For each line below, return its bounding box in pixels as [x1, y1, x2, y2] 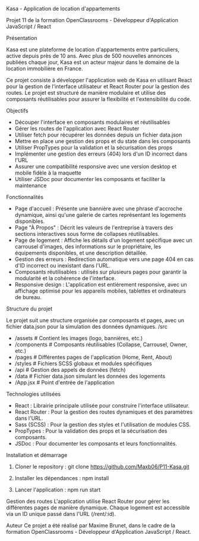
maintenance [14, 182, 47, 189]
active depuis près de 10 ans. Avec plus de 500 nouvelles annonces [6, 52, 172, 59]
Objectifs [6, 107, 29, 114]
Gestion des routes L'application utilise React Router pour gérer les [6, 498, 170, 505]
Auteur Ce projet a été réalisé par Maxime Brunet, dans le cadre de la [6, 522, 175, 529]
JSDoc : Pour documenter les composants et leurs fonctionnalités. [14, 440, 177, 447]
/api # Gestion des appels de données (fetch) [14, 366, 126, 373]
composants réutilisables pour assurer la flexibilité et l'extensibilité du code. [6, 95, 192, 102]
